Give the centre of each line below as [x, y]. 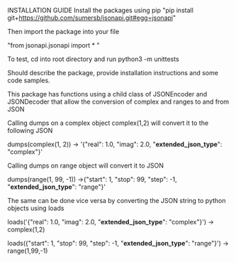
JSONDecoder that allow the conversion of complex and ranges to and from [118, 102]
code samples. [29, 80]
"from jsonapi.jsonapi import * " [54, 45]
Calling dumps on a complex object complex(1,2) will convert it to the [108, 123]
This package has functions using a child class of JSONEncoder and [107, 94]
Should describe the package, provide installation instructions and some [113, 73]
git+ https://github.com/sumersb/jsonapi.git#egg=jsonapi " [91, 18]
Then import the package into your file [63, 32]
